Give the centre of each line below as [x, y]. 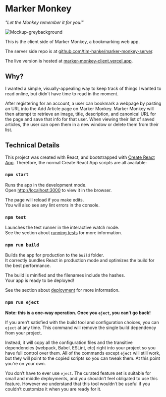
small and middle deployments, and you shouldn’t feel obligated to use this [81, 378]
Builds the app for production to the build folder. [55, 255]
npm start [17, 175]
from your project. [24, 332]
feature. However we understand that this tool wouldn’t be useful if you [78, 384]
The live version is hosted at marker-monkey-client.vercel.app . [69, 61]
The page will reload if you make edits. [45, 199]
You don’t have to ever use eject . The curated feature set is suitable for [78, 373]
